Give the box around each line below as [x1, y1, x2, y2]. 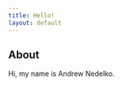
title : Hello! [8, 11, 55, 20]
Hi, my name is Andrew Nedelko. [8, 69, 115, 79]
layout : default [8, 19, 62, 27]
